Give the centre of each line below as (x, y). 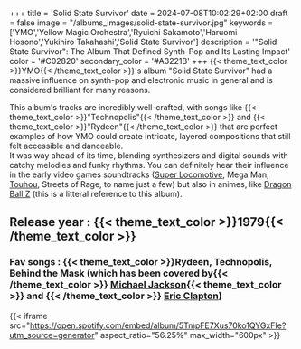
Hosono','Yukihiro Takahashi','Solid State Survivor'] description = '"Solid (143, 42)
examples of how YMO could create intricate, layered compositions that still (150, 136)
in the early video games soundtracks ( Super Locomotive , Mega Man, (139, 174)
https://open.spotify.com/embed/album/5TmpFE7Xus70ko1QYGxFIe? (158, 325)
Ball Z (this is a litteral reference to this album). (96, 194)
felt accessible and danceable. (66, 146)
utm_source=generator (52, 335)
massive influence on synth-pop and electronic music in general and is (141, 80)
